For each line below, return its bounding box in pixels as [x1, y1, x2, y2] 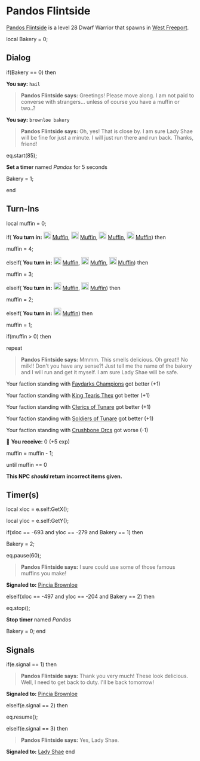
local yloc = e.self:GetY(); [6, 517, 69, 525]
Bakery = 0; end [6, 628, 46, 635]
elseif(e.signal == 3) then [6, 725, 69, 732]
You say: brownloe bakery [6, 116, 70, 123]
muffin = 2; [6, 295, 33, 303]
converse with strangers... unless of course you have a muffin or [20, 98, 180, 105]
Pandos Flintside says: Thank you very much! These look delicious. [20, 673, 189, 680]
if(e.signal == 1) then [6, 661, 57, 668]
